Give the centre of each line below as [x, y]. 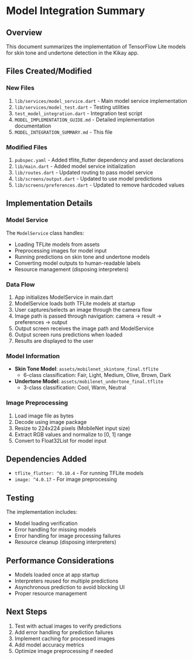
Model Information [33, 356]
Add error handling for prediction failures [64, 632]
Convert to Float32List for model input [61, 440]
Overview [24, 33]
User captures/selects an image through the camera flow [83, 309]
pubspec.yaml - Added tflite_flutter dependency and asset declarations [99, 160]
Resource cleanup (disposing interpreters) [66, 542]
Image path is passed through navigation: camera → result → [88, 316]
